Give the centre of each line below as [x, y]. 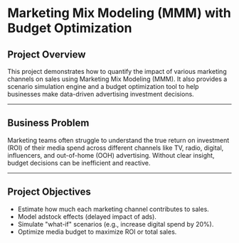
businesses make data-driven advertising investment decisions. [101, 94]
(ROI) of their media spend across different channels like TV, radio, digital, [116, 148]
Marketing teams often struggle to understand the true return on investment [118, 140]
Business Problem [48, 123]
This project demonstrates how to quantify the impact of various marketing [117, 71]
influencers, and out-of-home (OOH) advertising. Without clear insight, [111, 155]
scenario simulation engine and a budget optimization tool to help [103, 86]
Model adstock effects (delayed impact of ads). [87, 216]
